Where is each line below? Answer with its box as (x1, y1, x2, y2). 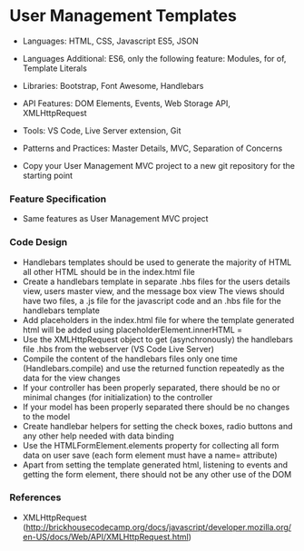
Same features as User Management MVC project (22, 213, 209, 224)
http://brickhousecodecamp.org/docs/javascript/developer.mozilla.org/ (25, 521, 292, 532)
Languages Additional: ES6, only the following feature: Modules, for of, (22, 53, 287, 64)
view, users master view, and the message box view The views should (22, 285, 285, 296)
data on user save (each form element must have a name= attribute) (22, 449, 279, 460)
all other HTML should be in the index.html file (22, 266, 195, 277)
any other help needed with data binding (22, 430, 174, 441)
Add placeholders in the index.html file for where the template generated (22, 314, 295, 325)
